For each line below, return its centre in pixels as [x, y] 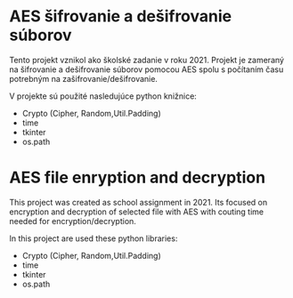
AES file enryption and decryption [137, 177]
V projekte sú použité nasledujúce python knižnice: [103, 96]
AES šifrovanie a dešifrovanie [121, 16]
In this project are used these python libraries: [94, 238]
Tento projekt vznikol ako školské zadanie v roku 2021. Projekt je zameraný [147, 60]
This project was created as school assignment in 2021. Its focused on [138, 202]
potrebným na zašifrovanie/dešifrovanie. [84, 78]
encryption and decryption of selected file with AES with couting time [137, 212]
